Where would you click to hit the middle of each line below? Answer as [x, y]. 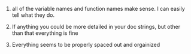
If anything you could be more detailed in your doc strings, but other [96, 27]
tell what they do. [33, 15]
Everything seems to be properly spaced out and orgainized [86, 45]
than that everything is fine [45, 33]
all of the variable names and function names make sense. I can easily [98, 9]
